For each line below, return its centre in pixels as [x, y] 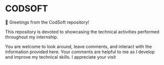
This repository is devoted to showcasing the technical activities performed [82, 32]
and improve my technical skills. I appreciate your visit [60, 57]
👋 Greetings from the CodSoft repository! [47, 22]
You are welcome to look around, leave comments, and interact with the [79, 46]
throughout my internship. [32, 37]
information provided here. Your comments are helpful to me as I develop [80, 52]
